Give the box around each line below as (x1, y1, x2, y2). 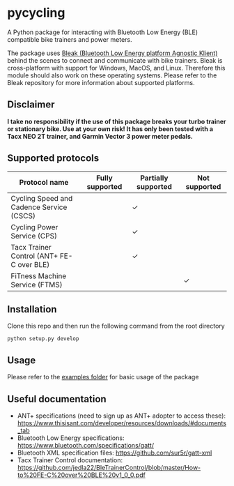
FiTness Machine (10, 271, 67, 280)
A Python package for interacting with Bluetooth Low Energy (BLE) (7, 28, 198, 36)
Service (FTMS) (10, 280, 63, 289)
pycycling (7, 5, 65, 21)
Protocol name (19, 177, 69, 187)
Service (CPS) (10, 231, 58, 241)
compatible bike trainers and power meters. (7, 35, 132, 43)
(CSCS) (10, 211, 36, 220)
